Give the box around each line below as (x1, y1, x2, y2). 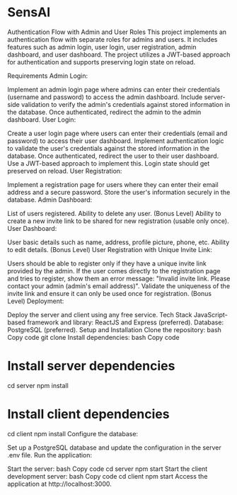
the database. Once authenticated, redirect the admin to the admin (7, 108, 202, 116)
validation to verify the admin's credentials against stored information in (21, 100, 231, 108)
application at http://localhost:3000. (7, 479, 112, 488)
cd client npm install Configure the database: (7, 429, 139, 438)
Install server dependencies (7, 358, 175, 374)
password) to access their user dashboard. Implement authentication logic (7, 136, 224, 145)
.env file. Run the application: (7, 450, 93, 459)
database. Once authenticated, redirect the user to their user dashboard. (7, 152, 219, 160)
